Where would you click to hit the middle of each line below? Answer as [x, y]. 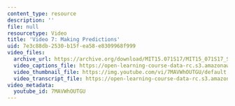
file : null [23, 26]
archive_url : [33, 59]
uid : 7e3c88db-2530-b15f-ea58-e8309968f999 [72, 46]
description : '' [31, 20]
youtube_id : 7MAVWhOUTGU [50, 91]
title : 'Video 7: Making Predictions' [64, 40]
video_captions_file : [45, 66]
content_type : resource [42, 14]
